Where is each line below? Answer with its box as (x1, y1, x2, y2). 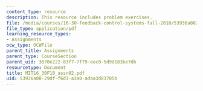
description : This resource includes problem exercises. (6, 14, 153, 20)
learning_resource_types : (6, 31, 71, 37)
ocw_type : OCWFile (6, 43, 53, 48)
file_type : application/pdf (6, 25, 77, 32)
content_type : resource (6, 8, 66, 15)
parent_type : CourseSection (6, 53, 77, 59)
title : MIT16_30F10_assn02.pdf (6, 70, 85, 76)
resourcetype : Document (6, 64, 66, 71)
